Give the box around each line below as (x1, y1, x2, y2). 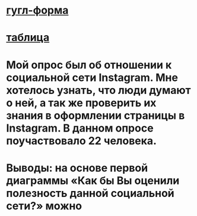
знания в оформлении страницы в (6, 108, 185, 122)
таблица (6, 31, 50, 45)
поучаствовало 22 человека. (6, 134, 157, 148)
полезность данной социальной (6, 186, 175, 200)
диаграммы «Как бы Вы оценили (6, 174, 180, 187)
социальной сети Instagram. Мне (6, 71, 178, 84)
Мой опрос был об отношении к (6, 58, 172, 71)
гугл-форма (6, 4, 69, 17)
